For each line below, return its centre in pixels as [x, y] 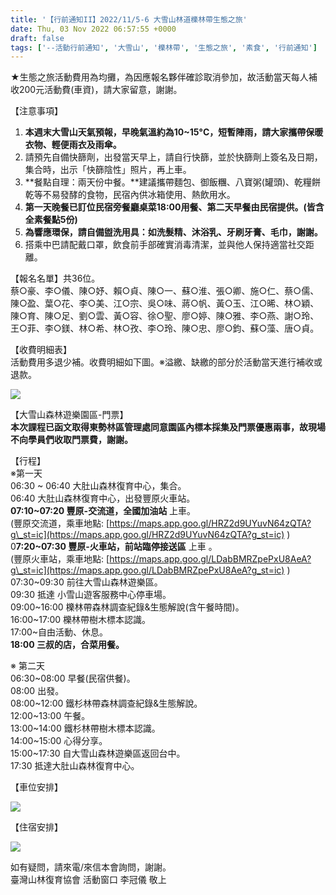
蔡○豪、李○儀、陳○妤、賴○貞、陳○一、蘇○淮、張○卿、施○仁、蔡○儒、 [165, 291]
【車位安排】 [36, 787]
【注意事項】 [36, 111]
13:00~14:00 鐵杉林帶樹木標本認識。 [85, 728]
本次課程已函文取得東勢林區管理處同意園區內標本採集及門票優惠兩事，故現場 [168, 427]
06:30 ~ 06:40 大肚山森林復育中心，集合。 [98, 486]
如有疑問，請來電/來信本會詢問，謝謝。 [91, 867]
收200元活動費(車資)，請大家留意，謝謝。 [96, 90]
